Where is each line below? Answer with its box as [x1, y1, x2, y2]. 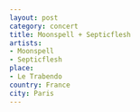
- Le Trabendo [9, 72, 63, 81]
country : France [9, 80, 70, 89]
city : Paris [9, 89, 54, 98]
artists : [9, 38, 42, 48]
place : [9, 64, 34, 73]
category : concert [9, 22, 79, 31]
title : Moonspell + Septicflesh [9, 30, 131, 39]
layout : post [9, 13, 59, 23]
